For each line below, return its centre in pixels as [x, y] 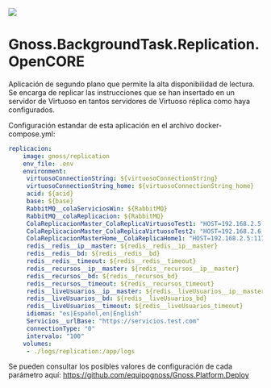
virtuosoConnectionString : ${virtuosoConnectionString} [122, 179]
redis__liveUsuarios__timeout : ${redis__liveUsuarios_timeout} [135, 307]
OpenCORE [47, 62]
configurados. [31, 110]
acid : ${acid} [50, 194]
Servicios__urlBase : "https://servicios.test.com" [113, 321]
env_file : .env [48, 164]
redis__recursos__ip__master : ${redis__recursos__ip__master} [133, 269]
